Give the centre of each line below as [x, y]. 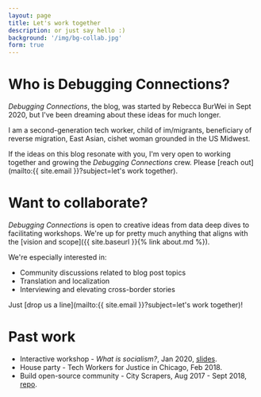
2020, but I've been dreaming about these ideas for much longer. [115, 115]
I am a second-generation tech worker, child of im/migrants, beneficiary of [130, 130]
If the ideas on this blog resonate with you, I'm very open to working [120, 154]
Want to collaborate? [78, 203]
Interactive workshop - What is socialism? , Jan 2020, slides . [118, 359]
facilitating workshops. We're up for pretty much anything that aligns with [128, 233]
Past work [42, 337]
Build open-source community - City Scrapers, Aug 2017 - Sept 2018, [133, 376]
